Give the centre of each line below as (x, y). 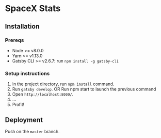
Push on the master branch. (32, 131)
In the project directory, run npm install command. (63, 84)
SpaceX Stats (33, 8)
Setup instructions (27, 73)
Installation (22, 26)
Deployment (24, 120)
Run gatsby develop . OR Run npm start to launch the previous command (84, 89)
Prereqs (15, 40)
